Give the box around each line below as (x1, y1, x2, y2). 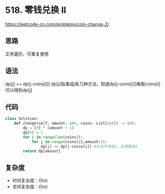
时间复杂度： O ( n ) (12, 178, 48, 184)
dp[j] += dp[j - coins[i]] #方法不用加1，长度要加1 (40, 144, 138, 149)
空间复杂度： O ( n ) (12, 184, 48, 190)
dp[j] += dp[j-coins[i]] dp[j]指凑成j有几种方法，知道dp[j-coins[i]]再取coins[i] (5, 81, 161, 87)
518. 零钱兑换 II (5, 4, 66, 16)
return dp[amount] (23, 148, 61, 153)
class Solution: (5, 116, 39, 121)
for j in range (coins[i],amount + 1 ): (31, 139, 108, 144)
